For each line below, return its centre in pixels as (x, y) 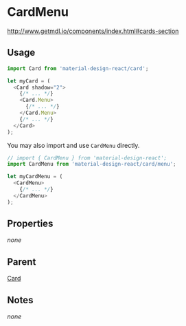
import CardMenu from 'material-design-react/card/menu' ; (92, 164)
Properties (30, 224)
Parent (22, 262)
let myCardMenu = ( (35, 177)
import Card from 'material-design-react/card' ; (78, 68)
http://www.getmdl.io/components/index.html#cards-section (93, 31)
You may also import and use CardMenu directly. (73, 145)
